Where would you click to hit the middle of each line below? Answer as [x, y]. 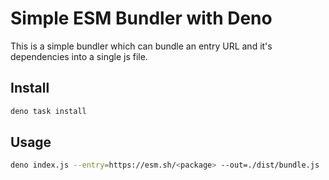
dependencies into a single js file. [79, 56]
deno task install [48, 111]
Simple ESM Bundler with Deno [141, 18]
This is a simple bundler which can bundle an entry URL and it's [141, 46]
